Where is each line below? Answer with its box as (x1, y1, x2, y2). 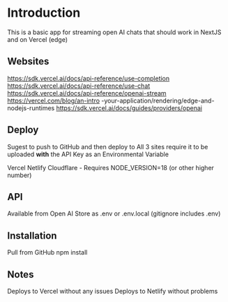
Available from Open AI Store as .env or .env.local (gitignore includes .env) (7, 209, 221, 218)
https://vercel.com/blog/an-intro (7, 96, 100, 105)
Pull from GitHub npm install (7, 248, 88, 257)
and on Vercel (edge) (7, 35, 68, 43)
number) (7, 171, 32, 179)
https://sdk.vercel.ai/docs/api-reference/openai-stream (7, 89, 167, 97)
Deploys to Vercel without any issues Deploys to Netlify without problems (7, 287, 218, 295)
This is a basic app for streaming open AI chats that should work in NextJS (7, 28, 222, 36)
